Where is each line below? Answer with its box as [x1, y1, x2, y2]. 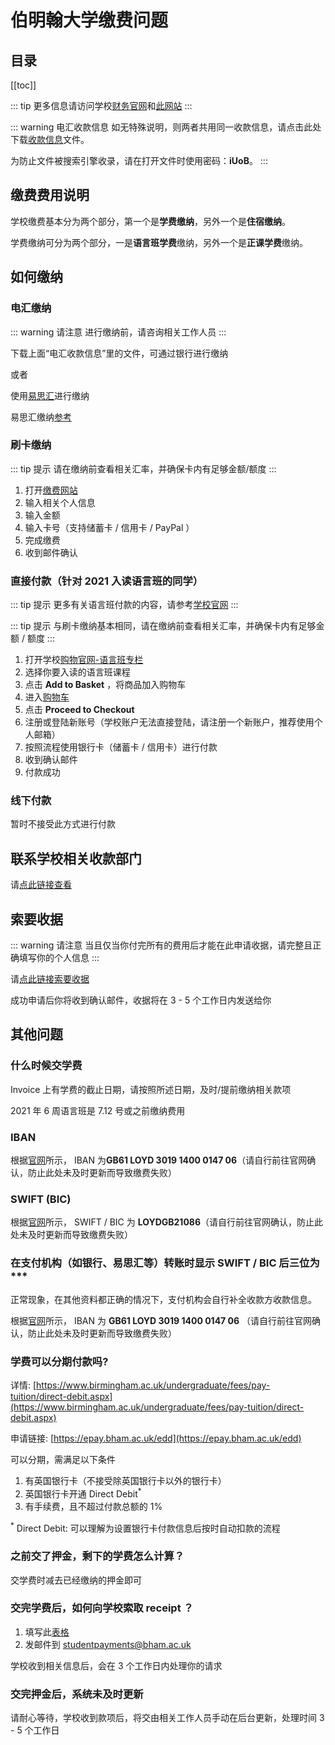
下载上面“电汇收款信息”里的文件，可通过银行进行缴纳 [10, 347, 229, 359]
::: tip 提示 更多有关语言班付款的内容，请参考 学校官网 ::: [10, 599, 239, 611]
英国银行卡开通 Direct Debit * [24, 1486, 142, 1500]
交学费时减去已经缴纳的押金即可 [10, 1574, 142, 1586]
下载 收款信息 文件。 [10, 134, 90, 145]
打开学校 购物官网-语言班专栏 [24, 654, 144, 666]
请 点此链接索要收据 [10, 973, 90, 985]
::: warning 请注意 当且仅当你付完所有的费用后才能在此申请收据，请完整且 [10, 939, 313, 951]
